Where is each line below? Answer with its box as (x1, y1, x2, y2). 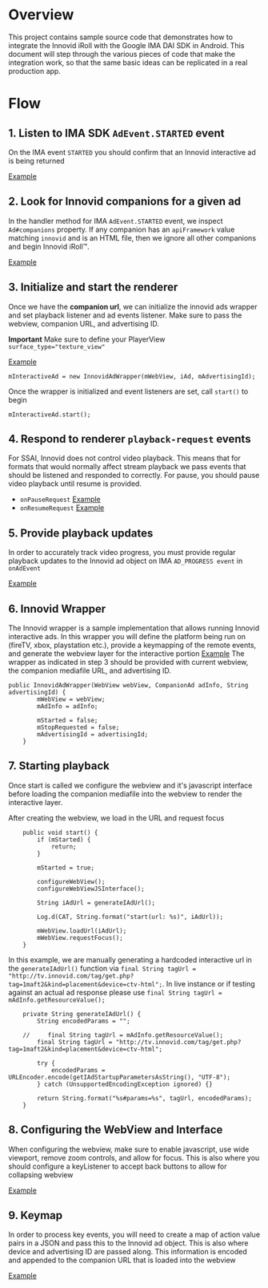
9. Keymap (8, 1209, 63, 1222)
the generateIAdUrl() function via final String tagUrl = (8, 963, 197, 973)
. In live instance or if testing (162, 978, 256, 988)
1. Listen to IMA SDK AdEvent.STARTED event (8, 126, 225, 140)
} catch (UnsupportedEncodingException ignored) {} (37, 1080, 214, 1088)
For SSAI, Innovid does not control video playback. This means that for (8, 453, 242, 463)
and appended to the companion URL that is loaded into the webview (8, 1255, 236, 1265)
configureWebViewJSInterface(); (37, 885, 146, 893)
